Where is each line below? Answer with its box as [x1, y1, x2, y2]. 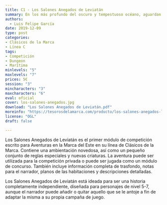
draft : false [5, 118, 32, 124]
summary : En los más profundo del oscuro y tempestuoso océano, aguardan [5, 12, 162, 17]
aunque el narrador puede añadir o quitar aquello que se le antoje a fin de [5, 189, 156, 195]
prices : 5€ [5, 77, 28, 82]
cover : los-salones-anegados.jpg [5, 100, 75, 105]
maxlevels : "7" [5, 72, 37, 77]
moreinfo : [5, 109, 26, 115]
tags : [5, 49, 16, 54]
